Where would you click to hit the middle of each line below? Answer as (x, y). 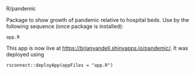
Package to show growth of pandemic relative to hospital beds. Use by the (98, 20)
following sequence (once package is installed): (65, 26)
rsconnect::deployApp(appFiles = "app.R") (60, 65)
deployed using (25, 54)
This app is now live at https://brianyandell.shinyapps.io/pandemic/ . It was (97, 48)
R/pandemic (21, 9)
